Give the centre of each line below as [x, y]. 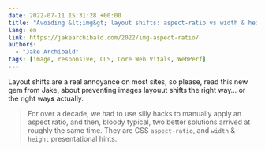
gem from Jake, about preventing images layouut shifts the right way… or [127, 90]
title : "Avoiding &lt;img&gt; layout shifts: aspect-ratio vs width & [127, 23]
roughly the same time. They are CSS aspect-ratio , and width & [131, 130]
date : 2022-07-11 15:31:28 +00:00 [65, 15]
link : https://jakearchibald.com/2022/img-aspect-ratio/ [104, 37]
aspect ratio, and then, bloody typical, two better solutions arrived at [139, 122]
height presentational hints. [72, 138]
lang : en [22, 30]
